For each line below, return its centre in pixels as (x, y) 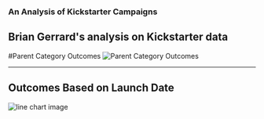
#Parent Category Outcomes (55, 56)
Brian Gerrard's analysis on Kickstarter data (118, 37)
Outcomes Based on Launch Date (91, 88)
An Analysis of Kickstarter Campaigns (83, 12)
